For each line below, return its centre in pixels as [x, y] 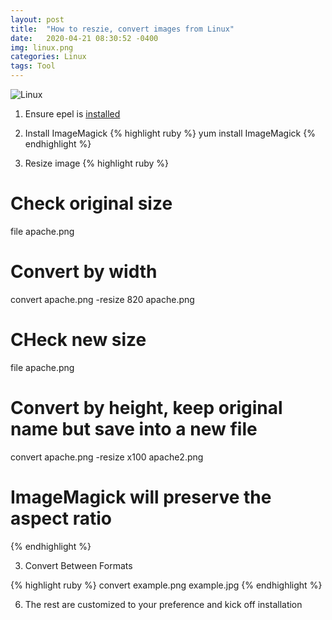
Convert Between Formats [78, 565]
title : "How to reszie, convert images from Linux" [122, 29]
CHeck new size [78, 340]
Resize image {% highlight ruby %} [97, 163]
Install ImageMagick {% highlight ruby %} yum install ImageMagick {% [170, 133]
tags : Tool [33, 66]
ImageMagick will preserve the [141, 497]
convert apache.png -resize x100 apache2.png [107, 457]
